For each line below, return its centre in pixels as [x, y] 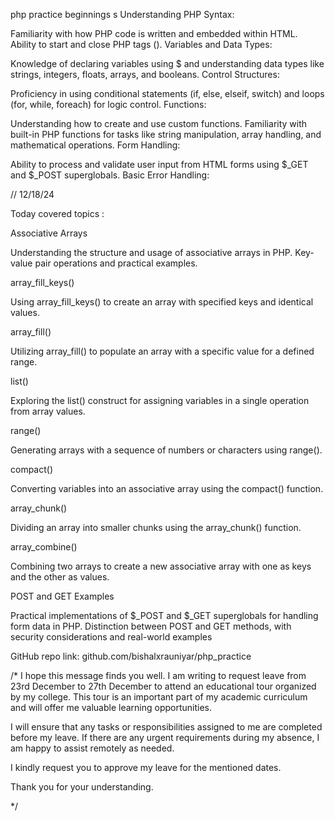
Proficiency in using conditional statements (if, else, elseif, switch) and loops [167, 93]
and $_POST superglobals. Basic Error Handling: [110, 175]
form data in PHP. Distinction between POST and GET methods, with [151, 626]
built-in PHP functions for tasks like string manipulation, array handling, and [166, 134]
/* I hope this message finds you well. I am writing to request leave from [158, 675]
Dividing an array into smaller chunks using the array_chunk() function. [156, 527]
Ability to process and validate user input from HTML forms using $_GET [159, 164]
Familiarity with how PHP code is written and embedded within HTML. [154, 33]
